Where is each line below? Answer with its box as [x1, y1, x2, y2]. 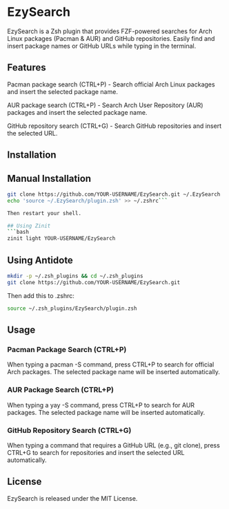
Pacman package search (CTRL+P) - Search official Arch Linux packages [7, 80, 215, 89]
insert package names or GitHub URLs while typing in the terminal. [7, 41, 197, 50]
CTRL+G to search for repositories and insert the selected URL [7, 448, 185, 456]
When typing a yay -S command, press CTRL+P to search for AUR [7, 400, 195, 409]
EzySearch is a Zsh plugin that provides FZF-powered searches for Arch [7, 27, 212, 35]
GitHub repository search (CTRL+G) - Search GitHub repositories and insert [7, 122, 222, 130]
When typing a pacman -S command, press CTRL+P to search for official [7, 360, 215, 369]
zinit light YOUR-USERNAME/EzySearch [7, 235, 116, 242]
